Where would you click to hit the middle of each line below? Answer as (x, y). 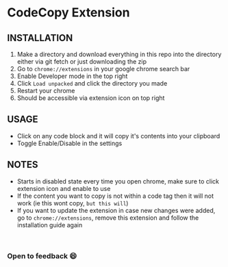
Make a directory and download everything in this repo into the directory (119, 54)
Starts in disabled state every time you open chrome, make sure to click (118, 181)
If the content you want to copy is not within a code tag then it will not (115, 196)
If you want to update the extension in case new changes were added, (116, 210)
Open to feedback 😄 (42, 256)
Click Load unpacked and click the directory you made (92, 83)
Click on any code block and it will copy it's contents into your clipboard (118, 136)
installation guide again (50, 225)
